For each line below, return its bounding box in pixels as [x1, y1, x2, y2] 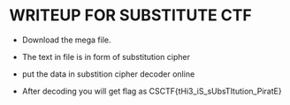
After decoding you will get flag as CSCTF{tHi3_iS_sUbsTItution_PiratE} [21, 86, 282, 96]
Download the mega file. [21, 34, 111, 45]
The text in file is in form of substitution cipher [21, 51, 190, 62]
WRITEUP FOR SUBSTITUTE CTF [9, 5, 252, 26]
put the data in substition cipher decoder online [21, 68, 195, 79]
